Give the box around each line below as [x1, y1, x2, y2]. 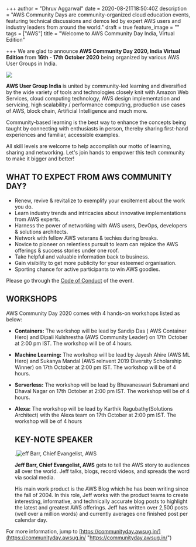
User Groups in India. [6, 60, 57, 67]
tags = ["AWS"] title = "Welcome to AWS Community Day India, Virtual [6, 30, 175, 37]
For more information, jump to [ [6, 528, 81, 535]
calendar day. [14, 516, 48, 523]
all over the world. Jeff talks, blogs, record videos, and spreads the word [14, 468, 190, 475]
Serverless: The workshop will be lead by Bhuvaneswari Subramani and [14, 381, 189, 388]
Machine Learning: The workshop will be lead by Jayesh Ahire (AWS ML [14, 351, 190, 358]
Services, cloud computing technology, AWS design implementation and [6, 95, 180, 102]
